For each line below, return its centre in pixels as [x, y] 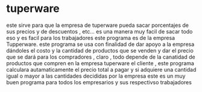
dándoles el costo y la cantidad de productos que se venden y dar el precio [100, 50]
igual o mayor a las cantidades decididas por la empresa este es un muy [96, 76]
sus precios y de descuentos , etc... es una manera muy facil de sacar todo [99, 31]
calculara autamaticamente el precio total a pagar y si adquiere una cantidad [101, 69]
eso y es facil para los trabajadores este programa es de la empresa [91, 38]
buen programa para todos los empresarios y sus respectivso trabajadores [99, 82]
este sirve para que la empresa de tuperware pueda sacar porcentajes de [97, 25]
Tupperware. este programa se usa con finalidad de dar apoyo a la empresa [100, 44]
